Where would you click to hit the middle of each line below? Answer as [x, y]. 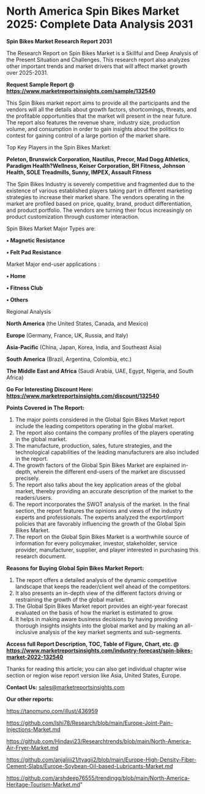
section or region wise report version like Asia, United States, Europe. [94, 675]
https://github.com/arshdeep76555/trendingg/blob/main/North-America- [98, 778]
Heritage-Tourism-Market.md [43, 784]
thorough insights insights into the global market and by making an [99, 626]
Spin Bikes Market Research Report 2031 [59, 41]
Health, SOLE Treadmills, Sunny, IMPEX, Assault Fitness [79, 172]
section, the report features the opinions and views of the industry [99, 510]
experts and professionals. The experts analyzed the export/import [99, 517]
